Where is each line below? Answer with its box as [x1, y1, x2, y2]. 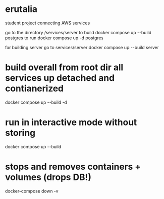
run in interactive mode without [5, 117, 137, 128]
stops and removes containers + [5, 161, 141, 172]
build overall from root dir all [5, 62, 124, 73]
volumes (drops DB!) [5, 172, 92, 183]
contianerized [5, 83, 64, 94]
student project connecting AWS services [5, 20, 90, 26]
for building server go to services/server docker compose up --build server [5, 44, 160, 50]
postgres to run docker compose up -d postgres [5, 35, 104, 41]
